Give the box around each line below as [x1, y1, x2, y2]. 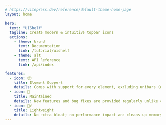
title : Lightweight [14, 108, 54, 113]
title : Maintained [14, 94, 52, 99]
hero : [5, 21, 16, 26]
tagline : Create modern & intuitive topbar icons [9, 30, 114, 35]
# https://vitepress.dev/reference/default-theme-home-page [5, 7, 132, 12]
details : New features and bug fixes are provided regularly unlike [14, 98, 158, 104]
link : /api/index [18, 62, 54, 67]
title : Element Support [14, 80, 63, 85]
